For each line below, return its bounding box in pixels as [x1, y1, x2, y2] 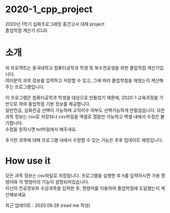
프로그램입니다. [14, 84, 45, 90]
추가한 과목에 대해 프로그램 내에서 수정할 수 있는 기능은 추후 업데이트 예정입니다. [5, 137, 164, 143]
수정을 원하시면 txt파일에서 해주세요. [5, 126, 78, 132]
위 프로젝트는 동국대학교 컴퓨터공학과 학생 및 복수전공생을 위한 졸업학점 [5, 64, 146, 70]
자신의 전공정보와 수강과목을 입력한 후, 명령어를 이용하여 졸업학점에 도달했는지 [5, 185, 160, 191]
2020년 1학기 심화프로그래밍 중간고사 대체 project [5, 21, 105, 27]
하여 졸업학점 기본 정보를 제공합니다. [18, 100, 91, 107]
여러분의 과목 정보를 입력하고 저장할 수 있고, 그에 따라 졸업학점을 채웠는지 [5, 77, 150, 83]
